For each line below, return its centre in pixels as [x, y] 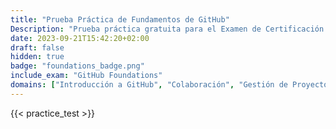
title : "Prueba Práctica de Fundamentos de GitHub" [120, 19]
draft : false [37, 47]
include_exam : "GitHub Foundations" [86, 76]
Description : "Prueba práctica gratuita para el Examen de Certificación [167, 29]
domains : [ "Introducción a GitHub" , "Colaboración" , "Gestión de [149, 85]
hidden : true [37, 57]
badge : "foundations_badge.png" [77, 66]
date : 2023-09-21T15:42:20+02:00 [80, 38]
